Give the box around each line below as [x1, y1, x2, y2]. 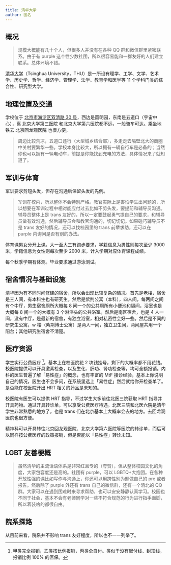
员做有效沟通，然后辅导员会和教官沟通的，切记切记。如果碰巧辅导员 [17, 218, 161, 224]
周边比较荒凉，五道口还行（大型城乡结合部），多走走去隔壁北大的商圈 [17, 138, 163, 144]
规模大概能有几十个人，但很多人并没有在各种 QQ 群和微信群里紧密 [17, 47, 157, 53]
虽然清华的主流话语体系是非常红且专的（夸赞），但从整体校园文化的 [17, 463, 159, 469]
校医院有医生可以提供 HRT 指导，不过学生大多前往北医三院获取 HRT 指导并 [5, 395, 162, 402]
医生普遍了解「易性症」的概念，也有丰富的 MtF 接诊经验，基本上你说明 [14, 372, 163, 378]
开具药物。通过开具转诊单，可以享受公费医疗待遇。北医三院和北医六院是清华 [5, 402, 166, 408]
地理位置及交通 [5, 100, 52, 108]
